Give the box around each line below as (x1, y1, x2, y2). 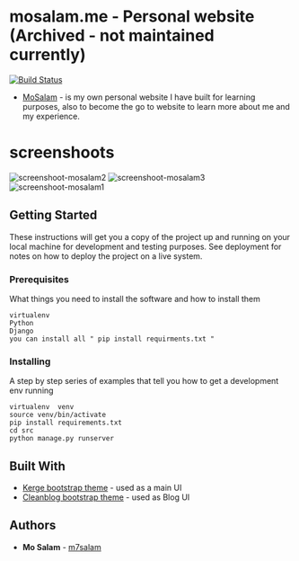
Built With (9, 459, 66, 474)
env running (9, 385, 54, 396)
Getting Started (9, 208, 98, 223)
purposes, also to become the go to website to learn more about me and (22, 101, 290, 111)
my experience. (22, 111, 81, 121)
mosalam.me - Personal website (9, 6, 255, 27)
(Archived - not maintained (9, 25, 215, 46)
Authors (9, 518, 57, 533)
